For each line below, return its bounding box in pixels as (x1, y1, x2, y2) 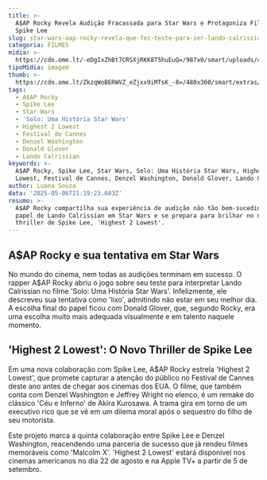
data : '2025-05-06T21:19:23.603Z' (8, 189, 123, 197)
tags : (8, 85, 26, 94)
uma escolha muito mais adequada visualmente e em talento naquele (8, 311, 234, 321)
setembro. (8, 464, 42, 474)
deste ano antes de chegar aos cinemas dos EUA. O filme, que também (8, 381, 242, 391)
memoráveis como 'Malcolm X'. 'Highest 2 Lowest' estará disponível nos (8, 447, 246, 457)
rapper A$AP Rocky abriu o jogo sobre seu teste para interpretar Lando (8, 278, 242, 287)
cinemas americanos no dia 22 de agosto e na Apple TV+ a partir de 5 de (8, 455, 248, 466)
